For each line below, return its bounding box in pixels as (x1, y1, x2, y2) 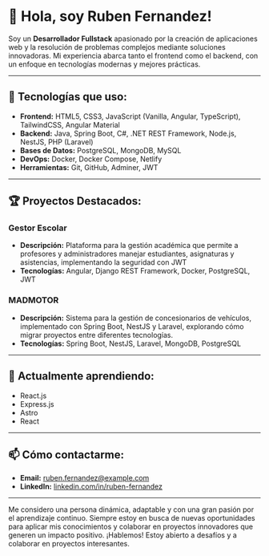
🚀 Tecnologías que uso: (8, 90, 127, 103)
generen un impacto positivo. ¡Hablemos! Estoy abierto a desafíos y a (8, 530, 238, 540)
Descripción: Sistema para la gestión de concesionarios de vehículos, (19, 313, 252, 323)
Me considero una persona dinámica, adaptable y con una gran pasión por (8, 505, 255, 514)
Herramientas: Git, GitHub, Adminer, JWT (19, 162, 159, 172)
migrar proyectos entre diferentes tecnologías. (19, 330, 174, 339)
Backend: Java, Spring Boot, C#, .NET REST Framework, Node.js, (19, 128, 237, 138)
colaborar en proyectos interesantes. (8, 539, 130, 549)
